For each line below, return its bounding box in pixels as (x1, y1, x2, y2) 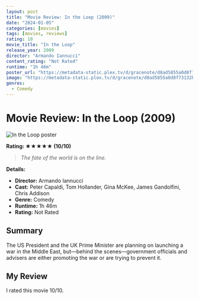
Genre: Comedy (14, 196, 54, 203)
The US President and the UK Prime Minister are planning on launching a (6, 241, 184, 249)
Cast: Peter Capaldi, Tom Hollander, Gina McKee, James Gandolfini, (14, 183, 181, 190)
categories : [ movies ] (6, 25, 60, 31)
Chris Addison (14, 189, 50, 196)
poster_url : (6, 69, 36, 75)
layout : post (6, 8, 38, 15)
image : (6, 75, 23, 81)
